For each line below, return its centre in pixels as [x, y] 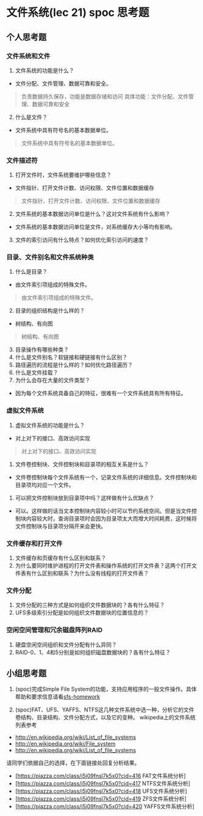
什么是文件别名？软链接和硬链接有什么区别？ [71, 357]
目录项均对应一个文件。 [45, 484]
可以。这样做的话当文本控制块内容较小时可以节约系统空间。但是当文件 [103, 511]
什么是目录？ [31, 272]
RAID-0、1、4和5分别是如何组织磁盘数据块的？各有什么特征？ [93, 652]
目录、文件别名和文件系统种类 [50, 258]
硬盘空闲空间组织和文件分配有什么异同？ [66, 644]
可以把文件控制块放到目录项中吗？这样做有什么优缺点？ [84, 498]
